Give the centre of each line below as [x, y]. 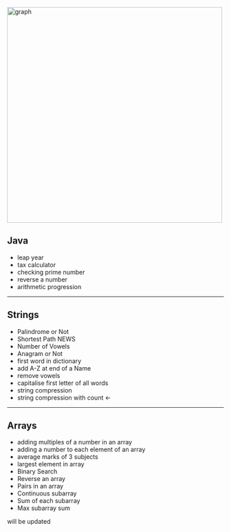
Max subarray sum [44, 508]
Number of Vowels [43, 346]
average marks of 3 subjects [57, 457]
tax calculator [36, 264]
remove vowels [38, 375]
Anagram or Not [40, 353]
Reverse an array [41, 479]
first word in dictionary [49, 361]
